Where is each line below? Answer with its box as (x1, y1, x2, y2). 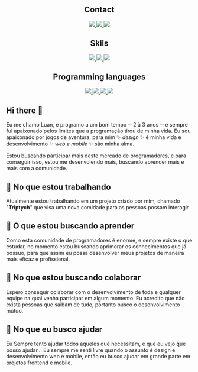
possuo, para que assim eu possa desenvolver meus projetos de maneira (6, 249, 184, 256)
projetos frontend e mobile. (6, 359, 73, 366)
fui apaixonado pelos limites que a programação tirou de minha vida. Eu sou (6, 127, 191, 135)
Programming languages (53, 72, 146, 82)
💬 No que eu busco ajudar (6, 325, 103, 335)
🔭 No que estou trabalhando (6, 182, 111, 192)
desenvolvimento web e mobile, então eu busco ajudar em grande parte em (6, 352, 191, 360)
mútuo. (6, 307, 24, 314)
